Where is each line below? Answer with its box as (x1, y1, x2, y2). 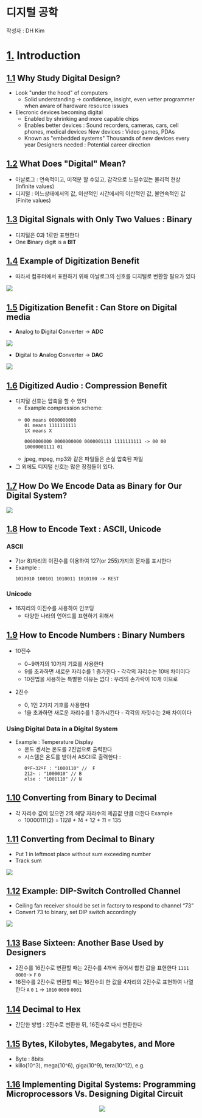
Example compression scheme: (24, 404, 103, 411)
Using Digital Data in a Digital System (6, 724, 118, 733)
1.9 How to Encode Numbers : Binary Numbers (6, 630, 186, 641)
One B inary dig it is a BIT (15, 238, 77, 245)
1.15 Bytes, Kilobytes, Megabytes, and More (6, 1039, 175, 1050)
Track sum (15, 857, 42, 864)
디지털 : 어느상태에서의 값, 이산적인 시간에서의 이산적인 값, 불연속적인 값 (15, 190, 186, 197)
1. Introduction (6, 49, 81, 63)
